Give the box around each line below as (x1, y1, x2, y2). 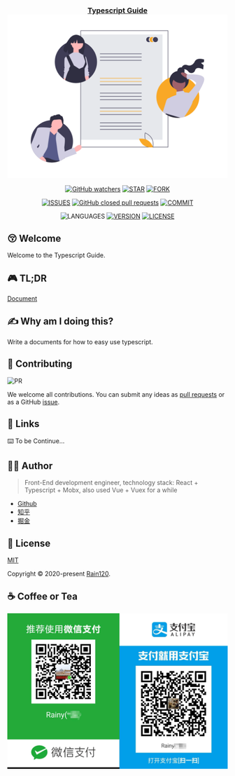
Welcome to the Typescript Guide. (7, 251, 106, 259)
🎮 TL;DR (7, 272, 47, 284)
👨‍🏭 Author (7, 460, 53, 472)
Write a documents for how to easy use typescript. (7, 337, 154, 346)
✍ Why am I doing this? (7, 315, 114, 327)
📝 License (7, 537, 51, 549)
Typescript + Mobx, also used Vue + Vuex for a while (24, 486, 178, 494)
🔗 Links (7, 418, 40, 430)
